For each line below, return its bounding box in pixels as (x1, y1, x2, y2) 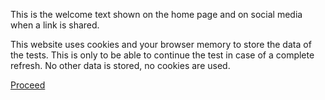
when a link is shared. (10, 19, 100, 31)
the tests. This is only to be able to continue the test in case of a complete (10, 49, 315, 61)
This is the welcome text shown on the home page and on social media (10, 9, 303, 20)
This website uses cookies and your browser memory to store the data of (10, 39, 312, 50)
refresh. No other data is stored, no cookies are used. (10, 60, 231, 71)
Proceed (10, 79, 46, 91)
